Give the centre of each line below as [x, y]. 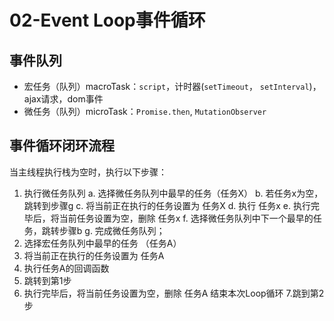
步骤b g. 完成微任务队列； [112, 230]
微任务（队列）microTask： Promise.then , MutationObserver [145, 111]
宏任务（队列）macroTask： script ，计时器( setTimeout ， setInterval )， [172, 86]
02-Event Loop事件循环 [107, 20]
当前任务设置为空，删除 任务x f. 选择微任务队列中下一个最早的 [186, 218]
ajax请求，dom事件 [63, 99]
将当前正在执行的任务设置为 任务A [94, 255]
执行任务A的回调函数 [66, 268]
